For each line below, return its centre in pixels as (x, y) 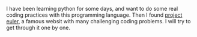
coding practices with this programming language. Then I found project (94, 15)
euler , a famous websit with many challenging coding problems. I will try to (98, 21)
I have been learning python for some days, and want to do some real (92, 9)
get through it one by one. (38, 27)
